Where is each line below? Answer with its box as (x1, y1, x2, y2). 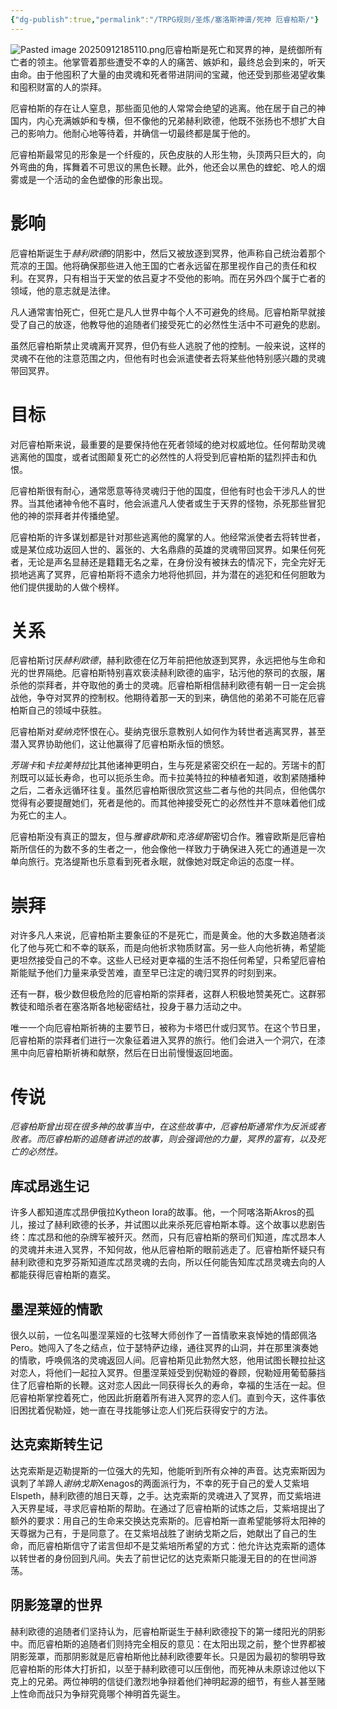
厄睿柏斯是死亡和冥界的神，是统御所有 (164, 43, 323, 55)
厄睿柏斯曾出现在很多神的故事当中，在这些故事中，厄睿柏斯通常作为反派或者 (10, 1121, 326, 1133)
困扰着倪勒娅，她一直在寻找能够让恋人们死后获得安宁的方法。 (18, 1404, 273, 1416)
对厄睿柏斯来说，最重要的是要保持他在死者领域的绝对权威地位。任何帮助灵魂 (10, 438, 326, 450)
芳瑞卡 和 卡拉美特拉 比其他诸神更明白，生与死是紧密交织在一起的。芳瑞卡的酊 (10, 759, 326, 771)
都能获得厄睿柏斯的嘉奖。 (10, 1269, 116, 1281)
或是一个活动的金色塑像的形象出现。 (18, 173, 168, 185)
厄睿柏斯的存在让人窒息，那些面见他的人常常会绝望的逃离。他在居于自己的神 (10, 102, 326, 114)
